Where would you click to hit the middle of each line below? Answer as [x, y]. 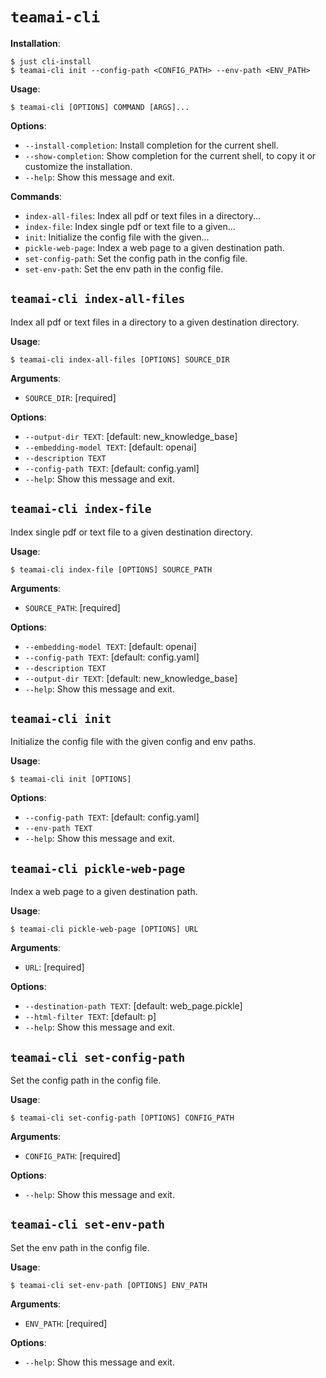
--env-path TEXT [58, 829]
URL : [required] [54, 967]
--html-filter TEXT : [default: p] [90, 1017]
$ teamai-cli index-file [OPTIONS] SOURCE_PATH [111, 569]
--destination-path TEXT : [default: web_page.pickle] [133, 1006]
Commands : [36, 196]
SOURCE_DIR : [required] [70, 397]
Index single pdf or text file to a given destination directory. [131, 532]
